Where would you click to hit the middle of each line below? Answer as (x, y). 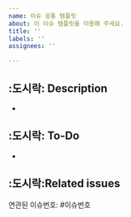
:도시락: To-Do (44, 136)
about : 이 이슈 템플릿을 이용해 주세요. (66, 24)
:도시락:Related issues (64, 184)
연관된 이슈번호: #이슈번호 (50, 205)
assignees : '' (32, 46)
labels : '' (27, 39)
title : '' (25, 31)
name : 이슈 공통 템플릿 (42, 16)
